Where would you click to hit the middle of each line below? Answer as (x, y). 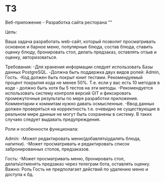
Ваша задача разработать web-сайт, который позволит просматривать (81, 41)
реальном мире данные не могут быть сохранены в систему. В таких (79, 114)
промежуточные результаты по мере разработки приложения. (72, 98)
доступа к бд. (20, 174)
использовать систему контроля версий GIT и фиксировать (68, 93)
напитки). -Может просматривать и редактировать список (67, 143)
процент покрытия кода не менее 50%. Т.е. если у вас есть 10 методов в (82, 83)
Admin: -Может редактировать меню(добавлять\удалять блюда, (73, 138)
